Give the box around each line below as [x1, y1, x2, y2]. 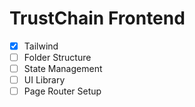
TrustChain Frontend [9, 7, 186, 30]
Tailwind [23, 40, 59, 52]
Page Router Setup [23, 85, 102, 97]
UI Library [23, 74, 66, 86]
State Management [23, 63, 103, 75]
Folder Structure [23, 52, 92, 63]
